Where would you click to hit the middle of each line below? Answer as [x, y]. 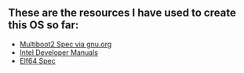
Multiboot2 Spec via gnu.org [66, 44]
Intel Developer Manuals [58, 52]
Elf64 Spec [38, 60]
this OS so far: [44, 26]
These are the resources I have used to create [122, 13]
